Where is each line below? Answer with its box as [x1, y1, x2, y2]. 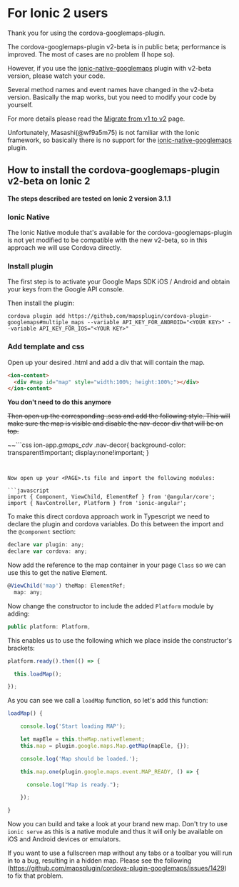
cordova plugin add [7, 313, 66, 320]
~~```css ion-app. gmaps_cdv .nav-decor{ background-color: [7, 441, 186, 449]
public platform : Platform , [7, 623, 91, 630]
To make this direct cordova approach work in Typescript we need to [7, 512, 210, 521]
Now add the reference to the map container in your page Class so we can [7, 561, 226, 569]
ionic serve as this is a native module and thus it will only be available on [7, 827, 223, 836]
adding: [7, 609, 30, 618]
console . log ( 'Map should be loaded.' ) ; [20, 755, 139, 762]
